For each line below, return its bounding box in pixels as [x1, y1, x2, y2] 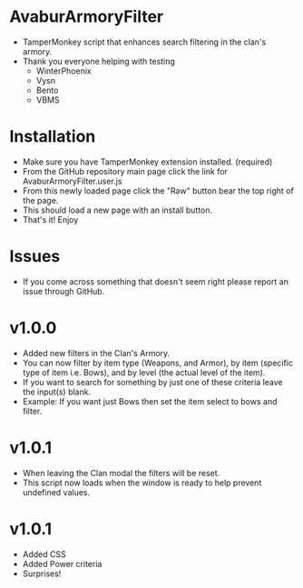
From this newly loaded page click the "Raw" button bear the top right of [22, 184, 295, 196]
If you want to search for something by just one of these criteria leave [22, 376, 283, 387]
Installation [9, 126, 96, 147]
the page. [22, 194, 59, 205]
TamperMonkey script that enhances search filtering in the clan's [22, 36, 267, 47]
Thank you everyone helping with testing [22, 55, 175, 66]
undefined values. [22, 486, 91, 497]
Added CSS [22, 548, 66, 560]
